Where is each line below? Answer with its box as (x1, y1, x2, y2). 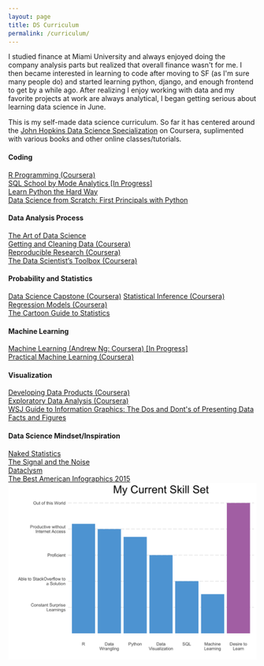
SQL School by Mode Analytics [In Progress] (8, 178, 153, 188)
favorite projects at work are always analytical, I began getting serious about (8, 94, 256, 103)
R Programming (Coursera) (8, 170, 96, 179)
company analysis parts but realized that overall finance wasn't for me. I (8, 60, 243, 70)
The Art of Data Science (8, 230, 87, 240)
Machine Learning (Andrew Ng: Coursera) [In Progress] (8, 344, 188, 354)
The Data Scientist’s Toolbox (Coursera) (8, 256, 138, 265)
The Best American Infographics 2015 (8, 473, 131, 483)
